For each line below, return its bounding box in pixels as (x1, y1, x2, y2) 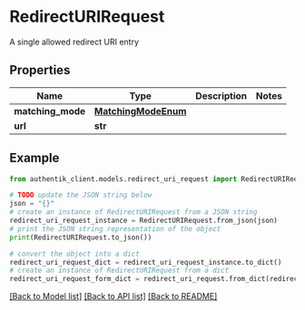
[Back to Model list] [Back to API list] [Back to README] (9, 291, 218, 302)
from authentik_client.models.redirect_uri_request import (9, 174, 238, 183)
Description (194, 89, 248, 102)
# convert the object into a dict (9, 249, 141, 258)
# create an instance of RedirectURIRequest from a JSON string (9, 208, 258, 217)
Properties (9, 63, 71, 78)
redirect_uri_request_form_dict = (9, 275, 141, 284)
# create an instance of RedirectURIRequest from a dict (9, 266, 230, 276)
